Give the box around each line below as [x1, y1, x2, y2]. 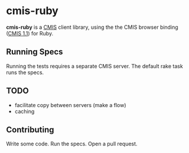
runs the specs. [6, 69, 44, 76]
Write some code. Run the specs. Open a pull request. [6, 140, 138, 148]
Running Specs [6, 47, 63, 57]
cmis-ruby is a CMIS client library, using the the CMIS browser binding [6, 24, 178, 31]
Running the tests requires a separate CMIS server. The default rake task [6, 62, 183, 69]
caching [14, 108, 35, 115]
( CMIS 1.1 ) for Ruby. [6, 29, 54, 36]
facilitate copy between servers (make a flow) [14, 101, 126, 108]
